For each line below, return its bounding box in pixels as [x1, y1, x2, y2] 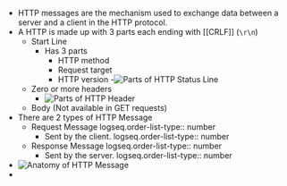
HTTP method [57, 55, 110, 65]
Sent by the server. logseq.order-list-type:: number [44, 150, 232, 160]
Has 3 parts [44, 46, 88, 56]
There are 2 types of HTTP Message [17, 112, 153, 123]
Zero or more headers [30, 84, 113, 94]
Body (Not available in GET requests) [30, 103, 168, 113]
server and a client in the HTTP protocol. [17, 17, 168, 28]
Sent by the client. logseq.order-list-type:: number [44, 131, 230, 141]
